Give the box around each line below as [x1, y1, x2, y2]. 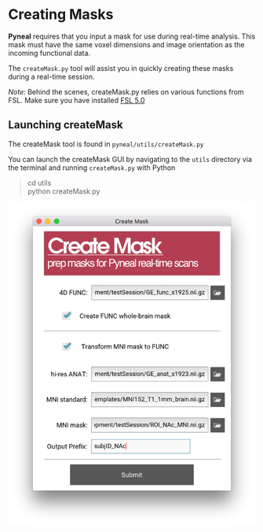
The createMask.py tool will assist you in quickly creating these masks [8, 63, 234, 72]
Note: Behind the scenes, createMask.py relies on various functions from [8, 87, 245, 96]
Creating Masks [8, 6, 114, 24]
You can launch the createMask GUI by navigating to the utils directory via [8, 154, 253, 164]
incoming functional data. [8, 48, 91, 57]
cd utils [27, 178, 52, 187]
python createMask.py [27, 187, 100, 196]
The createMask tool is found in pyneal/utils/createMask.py [8, 139, 204, 149]
